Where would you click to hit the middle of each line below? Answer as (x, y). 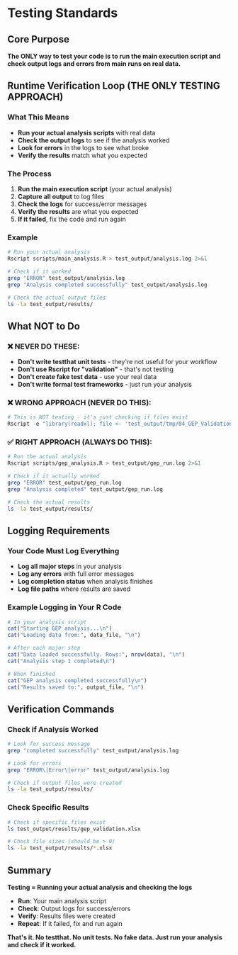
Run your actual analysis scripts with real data (86, 132)
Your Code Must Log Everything (63, 550)
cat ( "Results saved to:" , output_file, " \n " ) (75, 687)
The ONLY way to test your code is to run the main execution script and (114, 56)
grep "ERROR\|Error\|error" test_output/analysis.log (89, 770)
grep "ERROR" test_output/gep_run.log (64, 483)
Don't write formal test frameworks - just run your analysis (105, 385)
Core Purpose (38, 39)
